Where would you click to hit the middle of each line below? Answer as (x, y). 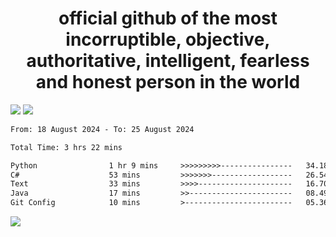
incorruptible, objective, (168, 39)
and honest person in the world (168, 82)
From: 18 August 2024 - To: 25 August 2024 (102, 129)
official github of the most (168, 18)
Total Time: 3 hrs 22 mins (66, 147)
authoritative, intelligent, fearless (168, 61)
